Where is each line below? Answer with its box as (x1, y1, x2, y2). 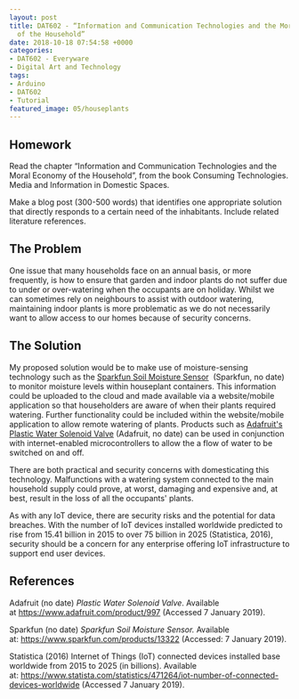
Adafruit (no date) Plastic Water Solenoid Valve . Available (9, 597, 220, 608)
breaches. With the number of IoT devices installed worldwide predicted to (9, 519, 283, 530)
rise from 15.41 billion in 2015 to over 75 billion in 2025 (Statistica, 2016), (9, 529, 273, 540)
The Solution (9, 338, 82, 354)
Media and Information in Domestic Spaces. (9, 180, 170, 191)
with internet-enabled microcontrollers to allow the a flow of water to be (9, 437, 273, 448)
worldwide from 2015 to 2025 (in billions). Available (9, 660, 198, 671)
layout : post (9, 12, 58, 22)
